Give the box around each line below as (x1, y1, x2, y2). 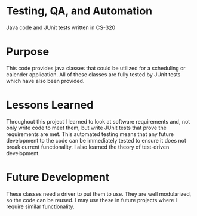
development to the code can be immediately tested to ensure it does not (6, 137, 186, 144)
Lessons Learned (6, 98, 94, 112)
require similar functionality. (6, 203, 75, 210)
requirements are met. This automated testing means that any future (6, 130, 174, 138)
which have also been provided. (6, 77, 85, 84)
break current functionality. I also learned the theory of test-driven (6, 143, 170, 150)
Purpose (6, 45, 50, 58)
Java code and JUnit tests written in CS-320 (6, 24, 116, 31)
